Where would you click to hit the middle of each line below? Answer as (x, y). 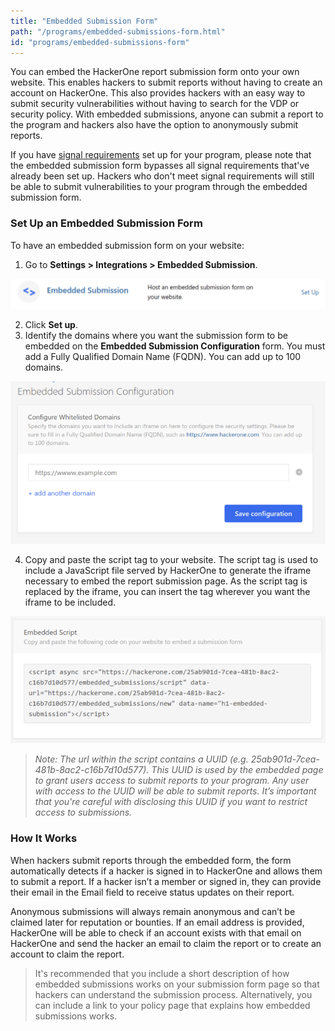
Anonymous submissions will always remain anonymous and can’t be (153, 911)
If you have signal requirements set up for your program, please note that (161, 155)
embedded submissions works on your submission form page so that (177, 984)
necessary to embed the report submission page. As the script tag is (166, 581)
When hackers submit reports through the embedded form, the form (151, 860)
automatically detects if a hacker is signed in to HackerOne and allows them (166, 871)
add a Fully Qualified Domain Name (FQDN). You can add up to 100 (163, 356)
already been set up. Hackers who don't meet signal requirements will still (162, 176)
